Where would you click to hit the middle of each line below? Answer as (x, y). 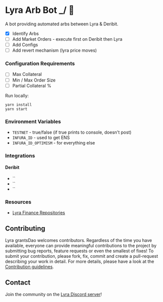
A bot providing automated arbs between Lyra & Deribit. (62, 24)
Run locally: (17, 95)
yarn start (16, 109)
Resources (18, 202)
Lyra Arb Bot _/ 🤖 (40, 10)
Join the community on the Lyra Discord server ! (54, 295)
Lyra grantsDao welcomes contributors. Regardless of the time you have (79, 240)
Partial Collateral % (32, 85)
